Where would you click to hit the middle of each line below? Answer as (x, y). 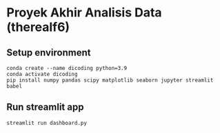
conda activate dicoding (42, 74)
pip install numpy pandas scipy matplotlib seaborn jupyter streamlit (110, 80)
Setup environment (49, 52)
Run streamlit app (45, 107)
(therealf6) (38, 27)
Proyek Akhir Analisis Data (84, 13)
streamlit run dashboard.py (47, 123)
